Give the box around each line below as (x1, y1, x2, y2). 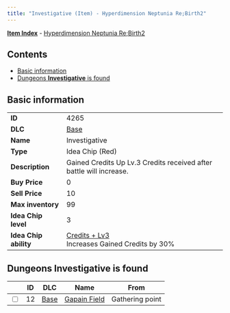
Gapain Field (64, 295, 105, 304)
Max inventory (10, 200, 60, 210)
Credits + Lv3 (66, 231, 110, 240)
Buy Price (10, 177, 43, 187)
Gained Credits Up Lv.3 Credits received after (66, 158, 212, 168)
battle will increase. (66, 166, 129, 176)
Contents (7, 49, 48, 60)
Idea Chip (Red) (66, 147, 118, 156)
